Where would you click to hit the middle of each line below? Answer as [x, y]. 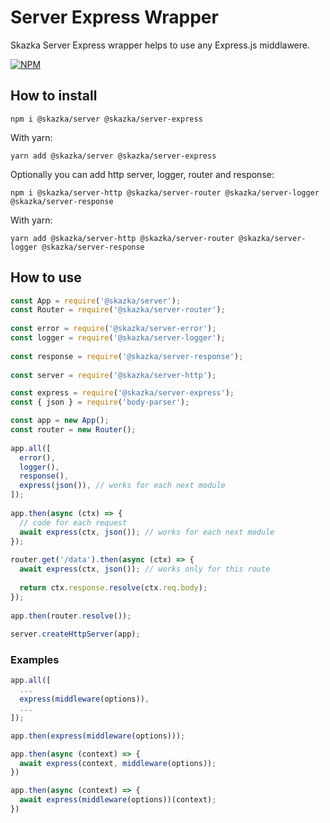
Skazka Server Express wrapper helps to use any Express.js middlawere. [160, 45]
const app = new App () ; [60, 421]
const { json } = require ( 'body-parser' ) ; [100, 402]
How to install [54, 96]
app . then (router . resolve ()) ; [71, 616]
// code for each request [73, 522]
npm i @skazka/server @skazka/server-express [106, 119]
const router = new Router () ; [73, 430]
